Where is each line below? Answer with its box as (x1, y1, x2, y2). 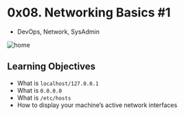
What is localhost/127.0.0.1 (16, 79, 99, 87)
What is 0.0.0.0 (16, 86, 62, 94)
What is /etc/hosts (16, 93, 71, 102)
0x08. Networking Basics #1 (7, 5, 171, 21)
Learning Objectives (7, 60, 96, 73)
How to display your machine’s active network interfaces (16, 101, 178, 109)
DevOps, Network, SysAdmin (16, 27, 100, 36)
